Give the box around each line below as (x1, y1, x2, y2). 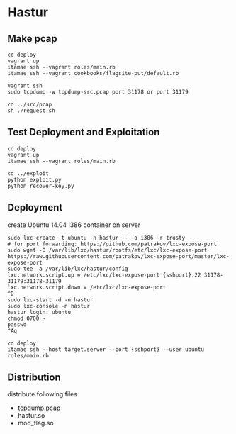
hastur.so (17, 411, 45, 420)
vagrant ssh (7, 82, 43, 89)
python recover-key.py (7, 182, 74, 189)
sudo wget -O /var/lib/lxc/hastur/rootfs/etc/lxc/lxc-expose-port (7, 246, 208, 254)
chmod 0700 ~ (7, 315, 46, 322)
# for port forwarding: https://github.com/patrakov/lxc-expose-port (7, 240, 218, 247)
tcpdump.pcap (17, 404, 61, 412)
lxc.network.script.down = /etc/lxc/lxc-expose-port (7, 284, 167, 291)
